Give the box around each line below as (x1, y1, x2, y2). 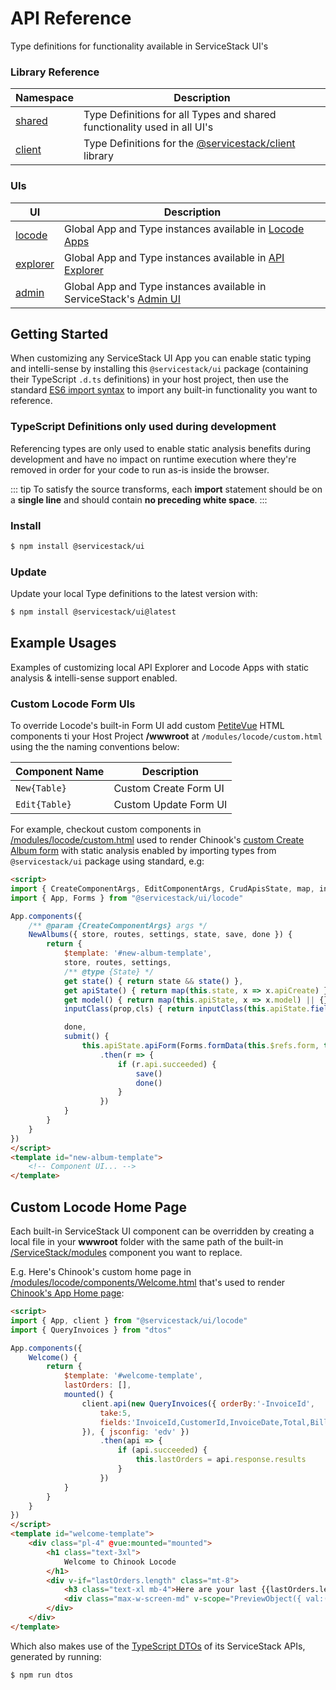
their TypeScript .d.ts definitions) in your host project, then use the (10, 373, 289, 386)
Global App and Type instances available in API (64, 250, 285, 264)
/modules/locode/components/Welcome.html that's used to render (10, 1277, 286, 1289)
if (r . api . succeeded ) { (117, 1059, 217, 1069)
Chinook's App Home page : (10, 1287, 125, 1299)
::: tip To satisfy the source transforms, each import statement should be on (10, 483, 323, 495)
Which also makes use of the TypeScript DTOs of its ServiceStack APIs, (10, 1640, 306, 1652)
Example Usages (10, 635, 117, 652)
